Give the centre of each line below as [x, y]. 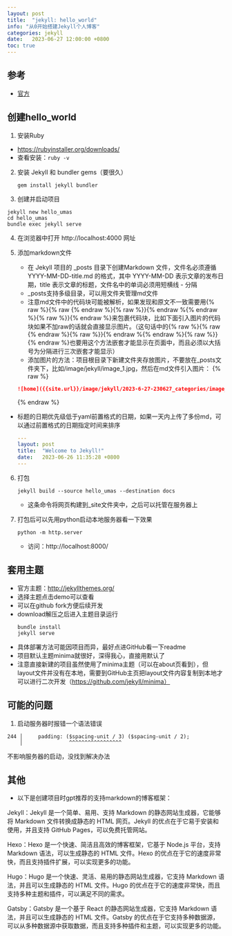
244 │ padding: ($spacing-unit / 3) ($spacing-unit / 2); [98, 736]
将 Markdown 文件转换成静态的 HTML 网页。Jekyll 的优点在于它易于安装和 [113, 821]
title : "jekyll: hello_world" [52, 20]
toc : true [21, 46]
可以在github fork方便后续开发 [60, 605]
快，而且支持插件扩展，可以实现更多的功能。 [71, 862]
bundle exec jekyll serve [44, 224]
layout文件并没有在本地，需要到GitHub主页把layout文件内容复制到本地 [117, 672]
